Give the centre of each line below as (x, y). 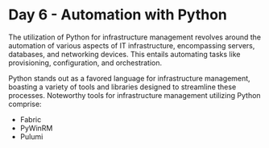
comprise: (25, 104)
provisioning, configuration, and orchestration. (85, 63)
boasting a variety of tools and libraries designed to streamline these (122, 87)
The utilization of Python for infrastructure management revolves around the (135, 37)
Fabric (31, 119)
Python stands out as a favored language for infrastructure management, (130, 78)
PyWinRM (36, 128)
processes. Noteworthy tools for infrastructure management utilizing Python (134, 95)
